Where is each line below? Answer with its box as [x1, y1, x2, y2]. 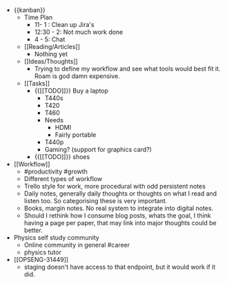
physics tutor [23, 248, 62, 256]
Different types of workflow [23, 175, 102, 182]
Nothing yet [34, 50, 68, 58]
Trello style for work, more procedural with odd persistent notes [23, 182, 206, 190]
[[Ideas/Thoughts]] [23, 57, 78, 65]
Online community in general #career [23, 241, 130, 249]
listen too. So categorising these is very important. [23, 197, 168, 205]
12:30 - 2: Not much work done [34, 28, 124, 36]
